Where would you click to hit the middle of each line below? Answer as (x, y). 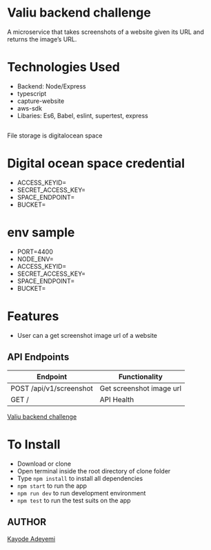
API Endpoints (38, 357)
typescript (32, 93)
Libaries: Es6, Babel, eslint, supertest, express (82, 115)
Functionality (141, 377)
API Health (117, 399)
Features (33, 316)
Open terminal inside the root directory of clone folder (94, 471)
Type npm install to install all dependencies (80, 478)
